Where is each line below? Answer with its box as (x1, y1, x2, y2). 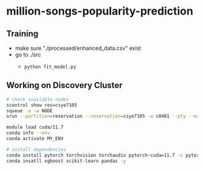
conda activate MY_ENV (6, 135, 64, 142)
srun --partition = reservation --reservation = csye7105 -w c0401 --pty (6, 114, 186, 120)
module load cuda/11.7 (6, 124, 64, 131)
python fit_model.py (24, 64, 76, 70)
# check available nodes (6, 96, 69, 103)
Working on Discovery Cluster (6, 80, 123, 90)
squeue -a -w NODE (6, 107, 53, 114)
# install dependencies (6, 146, 67, 152)
